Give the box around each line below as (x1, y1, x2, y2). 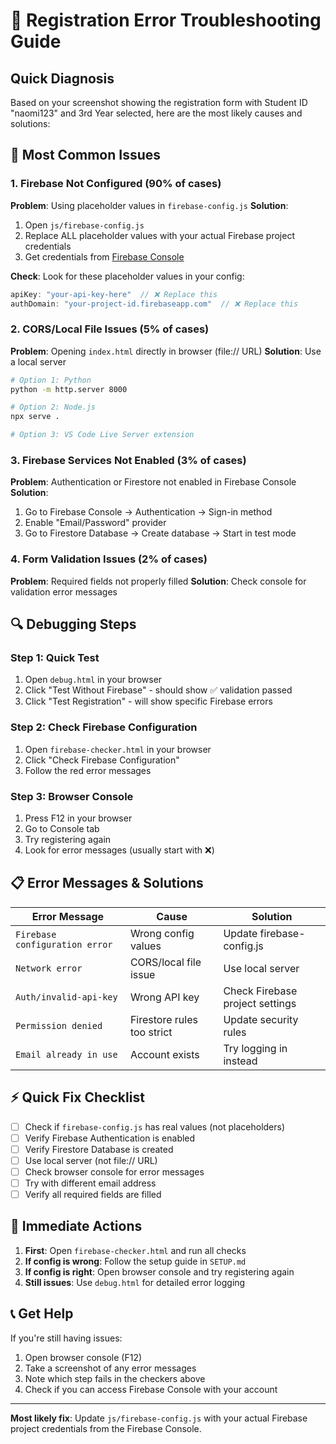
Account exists (129, 1047, 200, 1061)
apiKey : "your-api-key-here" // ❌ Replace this (10, 289, 218, 299)
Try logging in (223, 1041, 288, 1055)
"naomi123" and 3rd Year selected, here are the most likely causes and (10, 107, 303, 119)
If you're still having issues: (10, 1332, 123, 1344)
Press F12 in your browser (24, 812, 133, 824)
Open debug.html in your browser (24, 674, 163, 686)
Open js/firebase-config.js (24, 219, 145, 231)
